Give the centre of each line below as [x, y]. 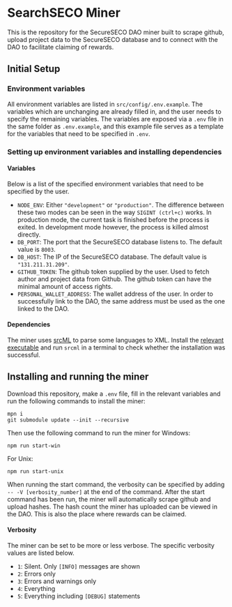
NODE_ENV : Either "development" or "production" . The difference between [121, 204]
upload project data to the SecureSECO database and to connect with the [113, 39]
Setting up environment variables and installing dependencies [115, 151]
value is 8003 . [36, 249]
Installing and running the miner [78, 377]
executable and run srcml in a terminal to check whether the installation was [116, 347]
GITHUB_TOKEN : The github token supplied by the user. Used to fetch [113, 271]
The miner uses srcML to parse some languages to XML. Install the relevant [116, 340]
